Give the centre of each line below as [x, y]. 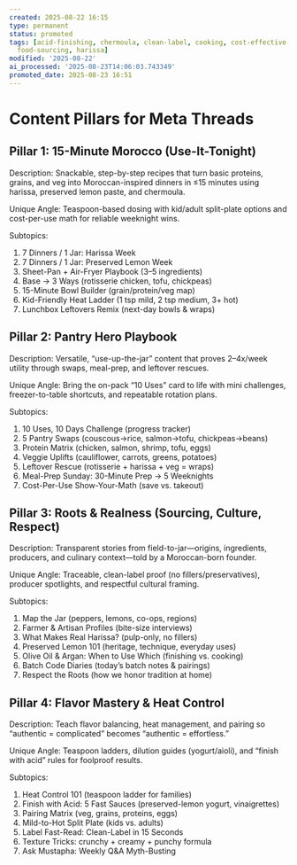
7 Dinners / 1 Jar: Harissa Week [79, 253]
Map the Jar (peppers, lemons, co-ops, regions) [109, 619]
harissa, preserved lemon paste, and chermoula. [97, 191]
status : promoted [41, 34]
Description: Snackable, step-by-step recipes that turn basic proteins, [136, 173]
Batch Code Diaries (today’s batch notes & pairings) [116, 666]
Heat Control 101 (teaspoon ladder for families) [107, 795]
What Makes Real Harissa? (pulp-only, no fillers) [110, 637]
